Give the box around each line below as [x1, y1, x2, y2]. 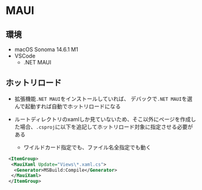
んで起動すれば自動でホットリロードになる [14, 103, 121, 110]
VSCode [14, 52, 36, 59]
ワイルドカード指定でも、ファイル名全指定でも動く [23, 143, 152, 151]
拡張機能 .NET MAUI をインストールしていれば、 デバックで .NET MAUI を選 [14, 95, 192, 102]
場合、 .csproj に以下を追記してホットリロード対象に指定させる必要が [19, 123, 194, 131]
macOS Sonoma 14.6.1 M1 [14, 46, 78, 53]
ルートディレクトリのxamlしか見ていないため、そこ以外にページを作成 [14, 115, 191, 123]
